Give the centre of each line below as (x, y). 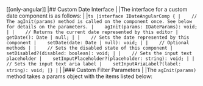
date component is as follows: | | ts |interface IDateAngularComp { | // (102, 16)
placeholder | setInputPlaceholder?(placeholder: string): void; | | (101, 59)
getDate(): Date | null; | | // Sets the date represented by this (98, 38)
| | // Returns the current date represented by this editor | (92, 32)
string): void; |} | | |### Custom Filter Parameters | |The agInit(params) (101, 70)
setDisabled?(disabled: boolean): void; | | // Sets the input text (99, 53)
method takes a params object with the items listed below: (79, 76)
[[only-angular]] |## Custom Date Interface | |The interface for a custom (97, 9)
